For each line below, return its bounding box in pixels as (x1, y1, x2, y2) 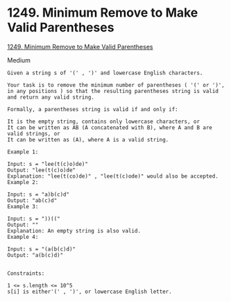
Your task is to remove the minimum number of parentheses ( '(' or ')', (7, 81, 225, 88)
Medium (7, 56, 31, 64)
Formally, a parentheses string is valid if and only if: (7, 106, 178, 112)
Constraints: (7, 269, 45, 277)
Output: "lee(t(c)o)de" (7, 167, 76, 174)
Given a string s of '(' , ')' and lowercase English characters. (7, 69, 203, 76)
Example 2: (7, 178, 39, 185)
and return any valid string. (7, 94, 95, 101)
